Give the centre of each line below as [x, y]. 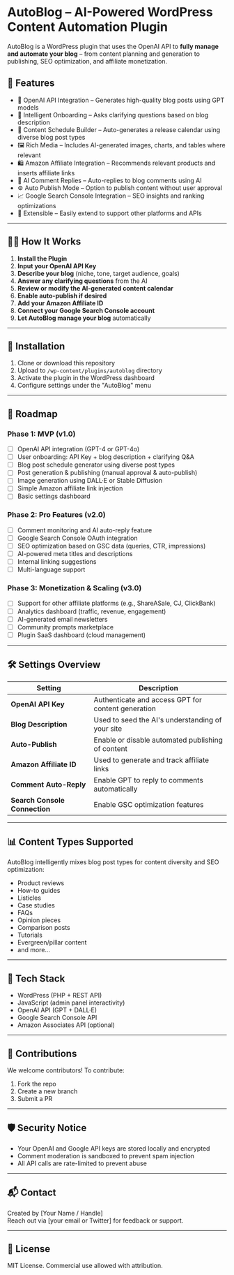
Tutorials [30, 935]
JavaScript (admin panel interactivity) [71, 1003]
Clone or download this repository [66, 363]
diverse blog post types [51, 137]
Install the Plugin [42, 258]
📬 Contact [32, 1193]
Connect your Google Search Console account [86, 310]
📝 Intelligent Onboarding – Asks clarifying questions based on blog [113, 115]
